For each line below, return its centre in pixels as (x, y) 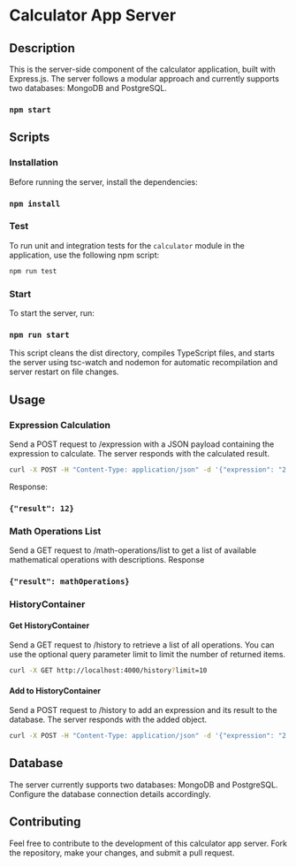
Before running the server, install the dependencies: (103, 181)
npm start (30, 110)
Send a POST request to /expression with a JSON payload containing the (142, 444)
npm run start (39, 334)
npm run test (33, 271)
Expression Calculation (60, 425)
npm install (35, 203)
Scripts (30, 138)
